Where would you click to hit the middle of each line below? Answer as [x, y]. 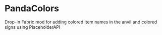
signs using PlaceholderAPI [32, 27]
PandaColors [32, 9]
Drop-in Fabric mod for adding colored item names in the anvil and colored [81, 22]
